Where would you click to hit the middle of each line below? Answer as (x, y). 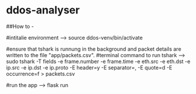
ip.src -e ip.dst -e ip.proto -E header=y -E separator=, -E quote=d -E (89, 67)
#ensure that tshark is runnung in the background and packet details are (94, 49)
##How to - (20, 26)
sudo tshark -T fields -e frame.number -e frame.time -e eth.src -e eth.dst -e (98, 61)
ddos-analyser (43, 10)
